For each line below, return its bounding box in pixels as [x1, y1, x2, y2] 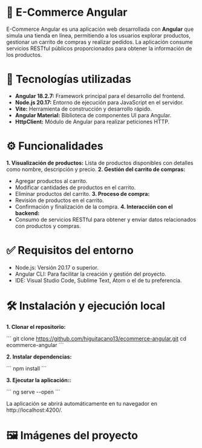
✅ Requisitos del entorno [6, 244, 134, 257]
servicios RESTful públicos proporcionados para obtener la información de [6, 45, 192, 52]
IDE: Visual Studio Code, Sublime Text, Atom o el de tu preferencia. [15, 276, 182, 284]
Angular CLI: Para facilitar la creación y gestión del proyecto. [15, 270, 166, 278]
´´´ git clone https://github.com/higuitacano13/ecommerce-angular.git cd [6, 335, 186, 342]
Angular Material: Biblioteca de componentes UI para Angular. [15, 111, 172, 118]
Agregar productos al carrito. [15, 177, 88, 184]
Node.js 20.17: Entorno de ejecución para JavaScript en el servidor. [15, 99, 184, 106]
